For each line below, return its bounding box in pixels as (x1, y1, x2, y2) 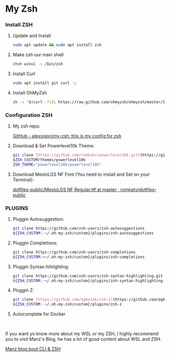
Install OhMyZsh (12, 90, 47, 96)
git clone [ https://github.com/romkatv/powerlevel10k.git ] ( (12, 153, 143, 158)
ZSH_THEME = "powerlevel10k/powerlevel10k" (12, 162, 102, 168)
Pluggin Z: (12, 287, 35, 294)
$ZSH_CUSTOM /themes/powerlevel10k (12, 157, 86, 163)
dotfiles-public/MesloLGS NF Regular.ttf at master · (12, 186, 120, 192)
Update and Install (12, 33, 51, 39)
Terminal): (12, 176, 34, 183)
